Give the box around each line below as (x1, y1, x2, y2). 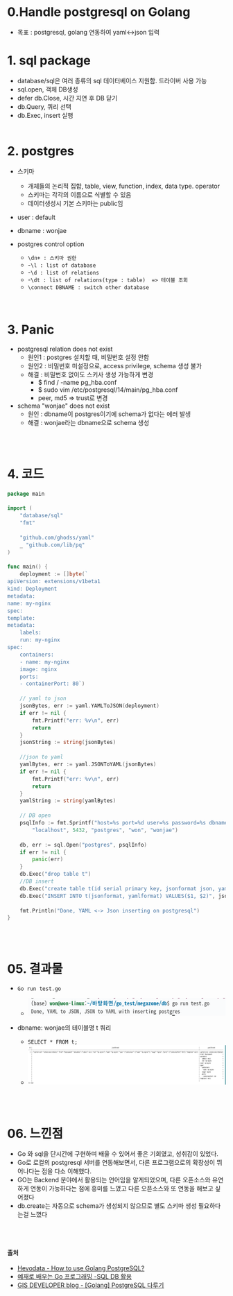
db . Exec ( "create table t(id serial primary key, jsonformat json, (19, 885, 216, 892)
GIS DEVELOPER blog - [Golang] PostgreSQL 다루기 (17, 1281, 164, 1290)
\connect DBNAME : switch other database (27, 284, 149, 291)
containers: (19, 651, 54, 658)
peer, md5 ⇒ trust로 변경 (37, 393, 108, 402)
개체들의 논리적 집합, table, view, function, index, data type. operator (27, 182, 221, 190)
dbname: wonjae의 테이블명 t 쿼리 (17, 1023, 112, 1032)
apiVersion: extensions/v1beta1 (7, 578, 101, 585)
